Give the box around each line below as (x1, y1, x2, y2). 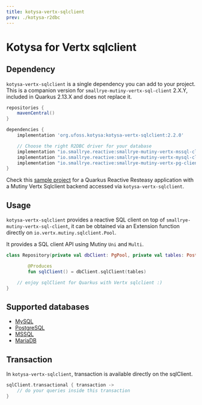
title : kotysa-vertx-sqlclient (6, 8, 85, 15)
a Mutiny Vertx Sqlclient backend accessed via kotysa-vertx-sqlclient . (6, 183, 185, 190)
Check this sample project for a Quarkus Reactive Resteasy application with (6, 176, 194, 184)
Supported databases (6, 301, 90, 312)
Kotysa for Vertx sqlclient (6, 40, 137, 54)
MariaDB (14, 337, 37, 344)
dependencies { (6, 127, 44, 133)
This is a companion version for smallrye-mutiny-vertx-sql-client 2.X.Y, (6, 87, 188, 94)
